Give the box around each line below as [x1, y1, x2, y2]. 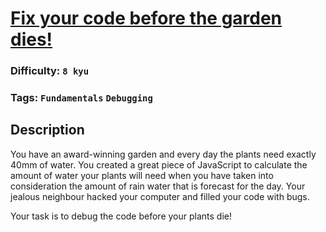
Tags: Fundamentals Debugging [10, 91, 153, 105]
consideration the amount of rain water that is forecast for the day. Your [10, 180, 306, 192]
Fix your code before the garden [10, 7, 283, 30]
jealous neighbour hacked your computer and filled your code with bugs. [10, 190, 310, 202]
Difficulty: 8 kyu [10, 64, 90, 78]
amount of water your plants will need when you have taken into [10, 169, 274, 181]
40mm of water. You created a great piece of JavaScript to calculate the [10, 158, 308, 171]
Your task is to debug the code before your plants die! [10, 210, 232, 222]
